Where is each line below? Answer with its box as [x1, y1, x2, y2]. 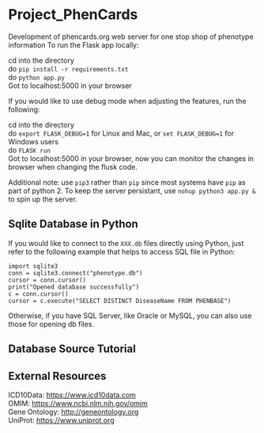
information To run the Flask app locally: [8, 40, 140, 49]
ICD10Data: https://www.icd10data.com [8, 390, 137, 400]
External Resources [8, 369, 107, 382]
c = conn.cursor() [8, 289, 69, 298]
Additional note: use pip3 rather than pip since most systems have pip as [8, 177, 247, 187]
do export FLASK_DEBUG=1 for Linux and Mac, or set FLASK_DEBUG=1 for [8, 128, 235, 138]
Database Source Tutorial [8, 343, 136, 356]
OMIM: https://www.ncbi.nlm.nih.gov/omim [8, 398, 148, 408]
